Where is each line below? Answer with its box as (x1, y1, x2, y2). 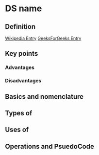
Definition (5, 22, 35, 31)
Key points (5, 49, 38, 58)
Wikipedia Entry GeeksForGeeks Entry (5, 35, 82, 41)
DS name (5, 3, 42, 14)
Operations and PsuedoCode (5, 142, 95, 151)
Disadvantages (5, 77, 42, 84)
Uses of (5, 126, 29, 134)
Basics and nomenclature (5, 92, 84, 101)
